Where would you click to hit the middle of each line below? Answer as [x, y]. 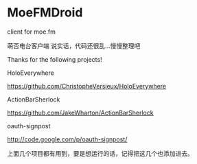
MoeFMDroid [45, 13]
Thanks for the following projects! [55, 59]
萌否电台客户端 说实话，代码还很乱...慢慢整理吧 [74, 45]
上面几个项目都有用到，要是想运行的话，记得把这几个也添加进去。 [100, 153]
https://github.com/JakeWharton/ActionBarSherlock [80, 113]
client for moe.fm [32, 32]
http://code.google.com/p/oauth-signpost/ [67, 139]
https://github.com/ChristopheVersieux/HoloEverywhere [87, 86]
